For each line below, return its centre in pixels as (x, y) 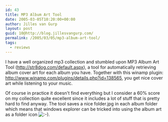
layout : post (19, 29)
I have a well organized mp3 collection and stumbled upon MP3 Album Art (82, 62)
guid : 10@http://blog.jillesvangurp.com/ (49, 33)
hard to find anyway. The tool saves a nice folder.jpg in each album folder (81, 103)
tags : (11, 43)
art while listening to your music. (39, 83)
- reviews (20, 47)
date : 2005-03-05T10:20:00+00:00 (40, 19)
